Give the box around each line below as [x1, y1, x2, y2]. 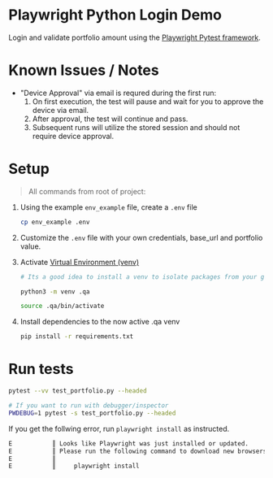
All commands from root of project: [28, 186, 146, 196]
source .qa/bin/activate [19, 302, 105, 311]
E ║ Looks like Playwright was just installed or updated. [8, 439, 249, 448]
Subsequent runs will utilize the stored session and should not [32, 122, 240, 132]
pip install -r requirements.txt [19, 332, 134, 341]
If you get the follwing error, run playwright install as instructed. [8, 424, 230, 433]
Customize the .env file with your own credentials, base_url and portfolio [19, 232, 263, 242]
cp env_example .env [19, 218, 90, 226]
